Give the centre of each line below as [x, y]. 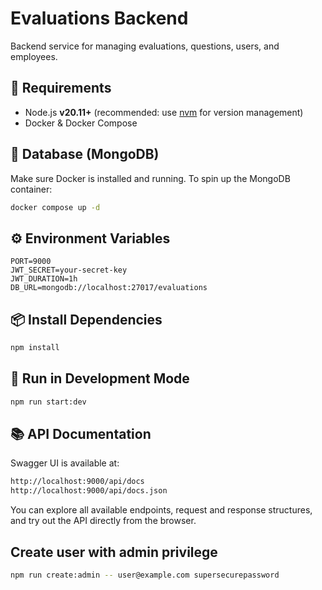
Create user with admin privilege [114, 552]
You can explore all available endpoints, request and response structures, [161, 510]
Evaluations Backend [99, 18]
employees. [34, 56]
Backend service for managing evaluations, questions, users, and [145, 46]
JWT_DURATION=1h [44, 279]
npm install [35, 348]
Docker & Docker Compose [81, 123]
